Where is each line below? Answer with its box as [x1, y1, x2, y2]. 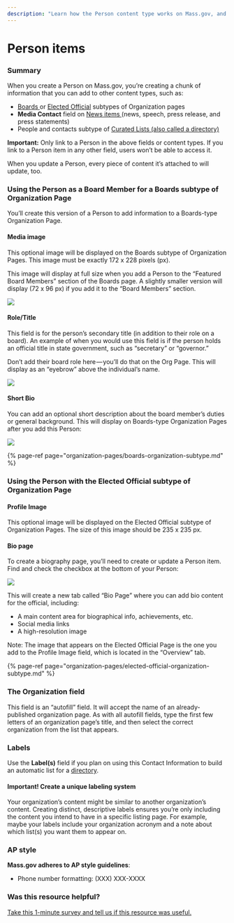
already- [175, 703, 200, 711]
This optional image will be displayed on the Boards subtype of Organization [7, 248, 227, 257]
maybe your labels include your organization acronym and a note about [7, 820, 212, 828]
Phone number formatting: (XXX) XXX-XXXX [17, 875, 145, 883]
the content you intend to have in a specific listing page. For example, [7, 813, 207, 821]
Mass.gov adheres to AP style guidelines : [7, 861, 131, 870]
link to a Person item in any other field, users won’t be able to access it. [7, 146, 212, 154]
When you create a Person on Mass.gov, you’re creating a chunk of [7, 81, 201, 90]
